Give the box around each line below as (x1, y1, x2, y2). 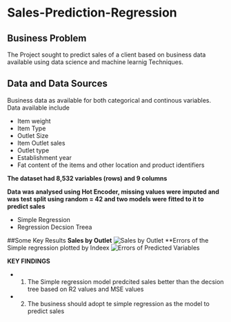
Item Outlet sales (17, 139, 66, 147)
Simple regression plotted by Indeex (7, 243, 110, 252)
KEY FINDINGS (7, 256, 50, 265)
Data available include (7, 103, 70, 112)
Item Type (17, 124, 46, 132)
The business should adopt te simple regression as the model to (27, 299, 210, 308)
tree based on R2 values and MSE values (27, 285, 144, 293)
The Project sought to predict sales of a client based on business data (7, 50, 206, 59)
